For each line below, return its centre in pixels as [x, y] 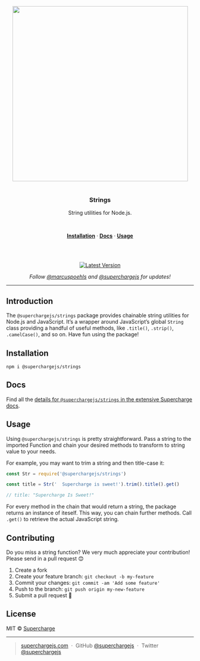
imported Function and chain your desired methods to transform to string [96, 445]
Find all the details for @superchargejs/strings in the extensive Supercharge [99, 399]
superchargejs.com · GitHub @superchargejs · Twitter [90, 646]
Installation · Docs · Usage [100, 236]
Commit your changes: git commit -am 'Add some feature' [87, 582]
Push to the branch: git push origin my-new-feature [79, 589]
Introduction [30, 301]
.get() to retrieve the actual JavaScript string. [62, 519]
